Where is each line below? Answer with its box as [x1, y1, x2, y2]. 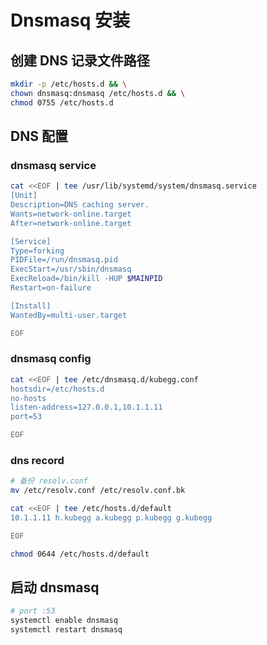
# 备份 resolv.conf [10, 476, 89, 486]
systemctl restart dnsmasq [10, 625, 123, 635]
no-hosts [10, 393, 47, 403]
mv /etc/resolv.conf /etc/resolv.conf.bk [10, 486, 186, 496]
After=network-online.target [10, 218, 132, 228]
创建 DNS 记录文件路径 [10, 52, 150, 69]
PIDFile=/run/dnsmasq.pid [10, 255, 118, 265]
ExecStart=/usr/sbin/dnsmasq [10, 264, 132, 275]
